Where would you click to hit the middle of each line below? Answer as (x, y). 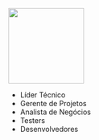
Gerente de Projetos (53, 103)
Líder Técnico (43, 95)
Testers (33, 120)
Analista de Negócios (55, 112)
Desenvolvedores (49, 129)
